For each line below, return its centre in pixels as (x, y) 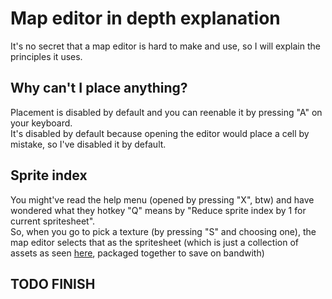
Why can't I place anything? (99, 88)
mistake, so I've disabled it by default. (88, 144)
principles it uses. (46, 56)
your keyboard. (41, 123)
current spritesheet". (53, 221)
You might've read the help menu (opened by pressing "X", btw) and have (162, 199)
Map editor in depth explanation (145, 18)
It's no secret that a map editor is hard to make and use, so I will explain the (165, 46)
